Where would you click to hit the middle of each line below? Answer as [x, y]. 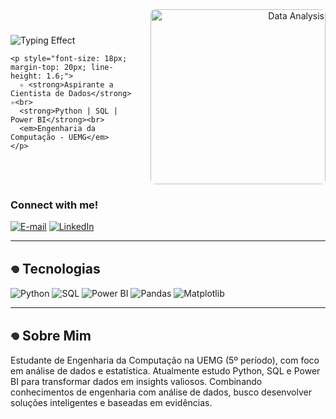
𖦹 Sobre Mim [51, 335]
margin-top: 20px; [48, 67]
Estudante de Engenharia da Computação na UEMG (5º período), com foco [165, 360]
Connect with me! [54, 205]
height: [26, 76]
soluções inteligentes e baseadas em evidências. [111, 402]
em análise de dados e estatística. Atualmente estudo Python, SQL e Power [165, 370]
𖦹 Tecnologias [55, 268]
